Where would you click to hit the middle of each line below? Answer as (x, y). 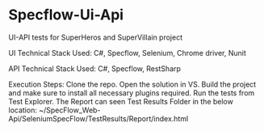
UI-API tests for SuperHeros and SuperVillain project (96, 37)
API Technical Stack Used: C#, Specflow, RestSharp (95, 68)
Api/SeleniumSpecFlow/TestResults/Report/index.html (98, 118)
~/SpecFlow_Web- (70, 110)
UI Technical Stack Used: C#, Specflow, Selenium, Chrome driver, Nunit (127, 53)
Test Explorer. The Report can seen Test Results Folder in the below (121, 101)
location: (23, 110)
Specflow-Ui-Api (66, 15)
